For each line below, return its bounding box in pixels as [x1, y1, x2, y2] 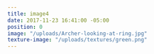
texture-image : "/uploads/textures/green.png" [7, 36, 148, 43]
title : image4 [7, 10, 50, 18]
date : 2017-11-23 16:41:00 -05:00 [7, 17, 110, 24]
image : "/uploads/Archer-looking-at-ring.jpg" [7, 29, 148, 37]
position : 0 [7, 23, 43, 30]
